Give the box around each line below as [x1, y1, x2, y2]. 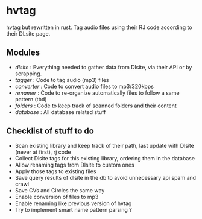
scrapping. [14, 70, 42, 77]
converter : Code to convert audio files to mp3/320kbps [14, 83, 154, 90]
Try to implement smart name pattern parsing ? [14, 206, 133, 213]
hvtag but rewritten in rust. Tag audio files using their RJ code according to [6, 24, 192, 31]
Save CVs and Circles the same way [14, 186, 105, 194]
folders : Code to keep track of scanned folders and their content [14, 102, 177, 109]
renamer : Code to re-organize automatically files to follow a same [14, 89, 180, 97]
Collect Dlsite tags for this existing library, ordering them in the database [14, 154, 195, 162]
